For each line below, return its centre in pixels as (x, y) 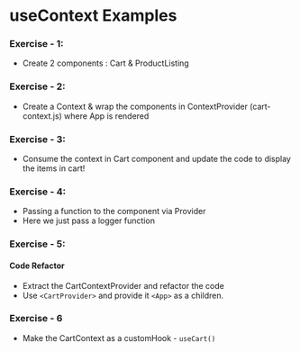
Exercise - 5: (37, 244)
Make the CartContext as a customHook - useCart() (119, 337)
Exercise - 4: (38, 192)
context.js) (42, 116)
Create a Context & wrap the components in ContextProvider (135, 106)
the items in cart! (54, 168)
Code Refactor (37, 265)
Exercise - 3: (37, 139)
